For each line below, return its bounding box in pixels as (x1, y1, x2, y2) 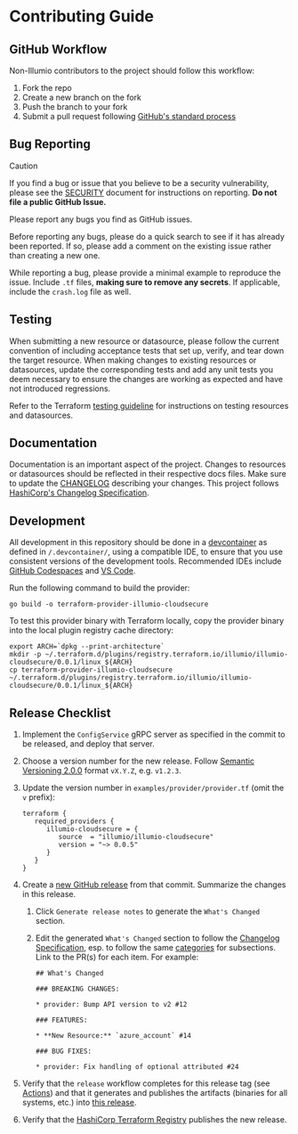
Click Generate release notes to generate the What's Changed (35, 906, 261, 917)
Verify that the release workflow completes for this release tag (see (21, 1078, 270, 1089)
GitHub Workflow (9, 42, 108, 57)
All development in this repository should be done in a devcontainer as (9, 537, 268, 548)
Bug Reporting (9, 136, 92, 152)
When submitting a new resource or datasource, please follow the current (9, 336, 280, 347)
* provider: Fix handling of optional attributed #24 (35, 1063, 239, 1072)
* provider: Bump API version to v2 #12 (35, 1000, 188, 1009)
